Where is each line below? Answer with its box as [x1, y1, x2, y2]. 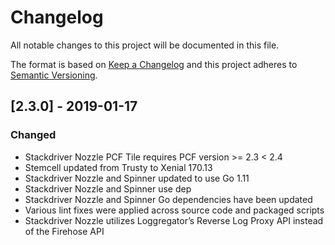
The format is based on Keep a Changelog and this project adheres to [10, 58, 298, 70]
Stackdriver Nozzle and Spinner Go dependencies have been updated [24, 193, 313, 205]
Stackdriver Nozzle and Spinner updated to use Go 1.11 [24, 172, 250, 184]
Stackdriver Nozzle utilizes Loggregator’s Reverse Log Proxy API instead [24, 214, 324, 226]
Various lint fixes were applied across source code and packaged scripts [24, 204, 325, 216]
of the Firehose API [24, 225, 105, 237]
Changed [10, 128, 57, 142]
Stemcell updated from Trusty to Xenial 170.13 [24, 161, 213, 173]
